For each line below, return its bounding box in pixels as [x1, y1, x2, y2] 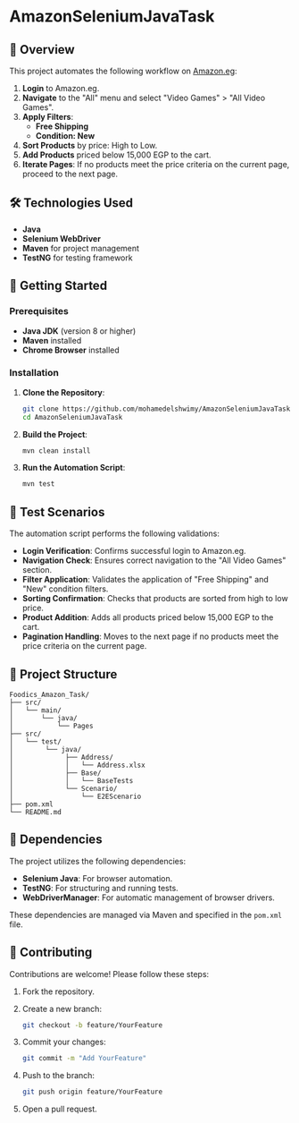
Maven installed [21, 335, 82, 345]
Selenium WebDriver [21, 233, 101, 243]
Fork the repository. [21, 986, 96, 997]
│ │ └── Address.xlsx [9, 761, 145, 770]
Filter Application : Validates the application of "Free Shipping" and [21, 574, 270, 585]
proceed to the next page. [21, 168, 119, 179]
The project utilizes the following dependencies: [9, 855, 186, 866]
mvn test [21, 480, 55, 489]
